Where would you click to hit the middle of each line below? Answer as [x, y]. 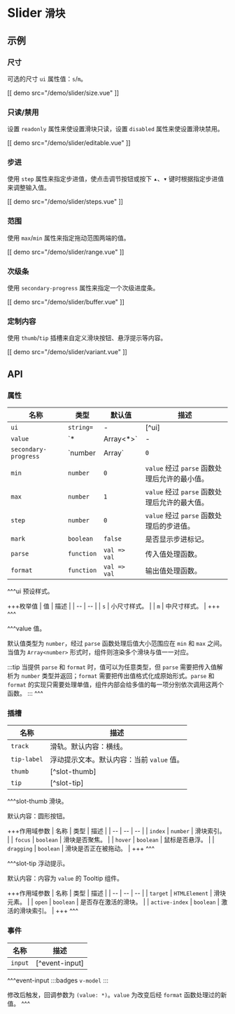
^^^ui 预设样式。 [30, 591]
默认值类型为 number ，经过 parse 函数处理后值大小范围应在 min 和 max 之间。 [116, 644]
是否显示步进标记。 [177, 539]
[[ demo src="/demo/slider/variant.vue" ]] [67, 352]
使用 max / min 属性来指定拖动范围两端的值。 [69, 238]
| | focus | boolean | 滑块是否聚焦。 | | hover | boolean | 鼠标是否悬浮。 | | [111, 840]
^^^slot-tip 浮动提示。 [38, 863]
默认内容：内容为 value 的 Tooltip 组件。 [65, 879]
